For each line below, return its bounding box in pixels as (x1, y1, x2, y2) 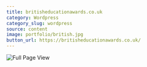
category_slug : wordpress (6, 20, 72, 26)
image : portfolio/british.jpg (6, 32, 84, 38)
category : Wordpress (6, 15, 59, 21)
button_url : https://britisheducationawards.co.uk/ (6, 37, 141, 43)
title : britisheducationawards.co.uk (6, 9, 103, 15)
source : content (6, 26, 48, 32)
